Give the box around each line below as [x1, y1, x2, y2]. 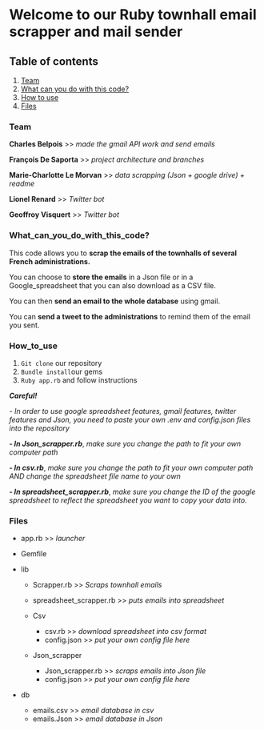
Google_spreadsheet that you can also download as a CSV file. [9, 280, 217, 290]
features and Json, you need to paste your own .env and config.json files [9, 415, 251, 424]
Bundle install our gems [20, 367, 103, 376]
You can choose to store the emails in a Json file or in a [9, 272, 194, 282]
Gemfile [20, 549, 47, 559]
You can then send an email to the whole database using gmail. [9, 296, 221, 306]
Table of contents [9, 54, 98, 68]
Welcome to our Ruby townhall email [9, 6, 257, 24]
